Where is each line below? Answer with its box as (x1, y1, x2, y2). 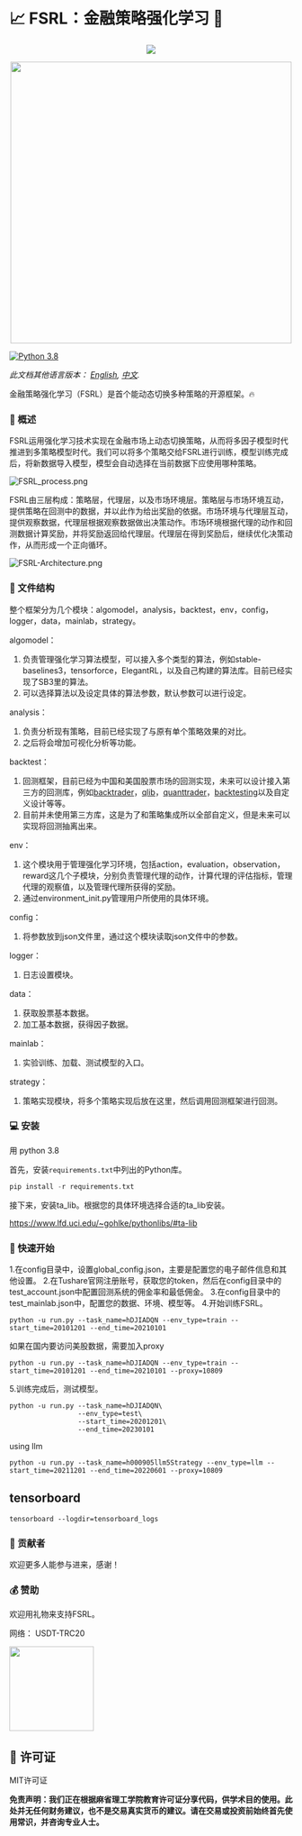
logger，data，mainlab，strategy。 (9, 615, 141, 626)
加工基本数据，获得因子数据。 (22, 1018, 133, 1029)
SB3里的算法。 (38, 676, 93, 687)
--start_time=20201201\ (77, 1417, 167, 1426)
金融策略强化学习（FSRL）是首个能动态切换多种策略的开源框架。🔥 (9, 388, 255, 399)
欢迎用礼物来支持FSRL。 (9, 1609, 101, 1620)
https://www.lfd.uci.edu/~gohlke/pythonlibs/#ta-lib (9, 1218, 198, 1229)
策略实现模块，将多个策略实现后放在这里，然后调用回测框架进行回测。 (22, 1095, 283, 1106)
